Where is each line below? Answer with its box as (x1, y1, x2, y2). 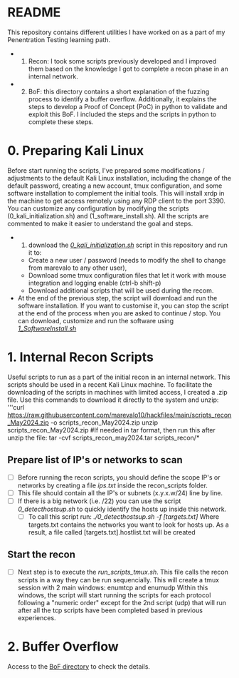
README (7, 4, 61, 21)
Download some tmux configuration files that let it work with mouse (28, 270, 227, 279)
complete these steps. (28, 117, 94, 126)
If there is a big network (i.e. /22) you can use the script (17, 497, 181, 505)
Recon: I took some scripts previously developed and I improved (28, 56, 217, 65)
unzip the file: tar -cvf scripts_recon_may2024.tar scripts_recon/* (7, 433, 200, 442)
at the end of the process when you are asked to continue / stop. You (17, 308, 221, 318)
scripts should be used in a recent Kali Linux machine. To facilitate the (7, 380, 213, 389)
